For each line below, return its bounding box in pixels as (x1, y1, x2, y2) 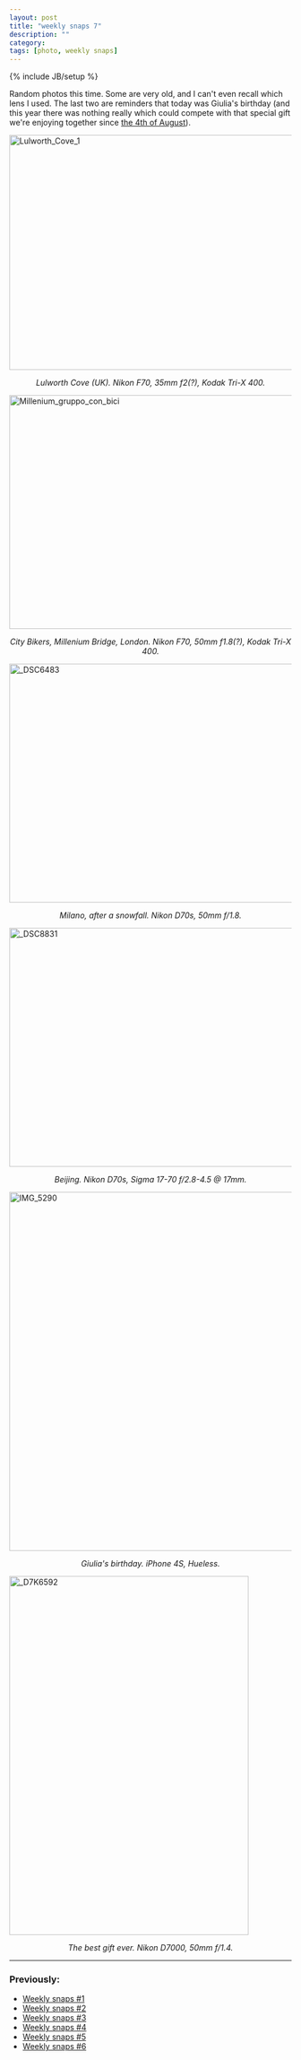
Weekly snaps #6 (21, 2041, 87, 2052)
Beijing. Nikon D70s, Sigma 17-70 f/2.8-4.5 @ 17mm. (54, 1174, 247, 1185)
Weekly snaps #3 (21, 2012, 87, 2023)
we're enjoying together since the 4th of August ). (9, 118, 191, 128)
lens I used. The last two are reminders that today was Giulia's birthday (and (9, 98, 290, 109)
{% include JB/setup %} (9, 71, 99, 82)
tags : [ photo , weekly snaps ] (9, 47, 118, 56)
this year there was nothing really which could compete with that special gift (9, 108, 291, 118)
